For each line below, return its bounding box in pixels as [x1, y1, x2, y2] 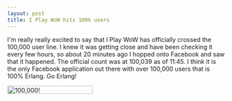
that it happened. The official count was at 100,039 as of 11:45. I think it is [7, 57, 217, 65]
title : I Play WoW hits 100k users [7, 16, 110, 23]
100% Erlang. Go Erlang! [7, 71, 77, 80]
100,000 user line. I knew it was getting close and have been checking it [7, 43, 213, 51]
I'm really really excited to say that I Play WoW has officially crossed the [7, 35, 212, 43]
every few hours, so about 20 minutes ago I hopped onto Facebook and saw [7, 49, 225, 58]
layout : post [7, 10, 45, 17]
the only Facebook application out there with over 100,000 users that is [7, 65, 210, 73]
